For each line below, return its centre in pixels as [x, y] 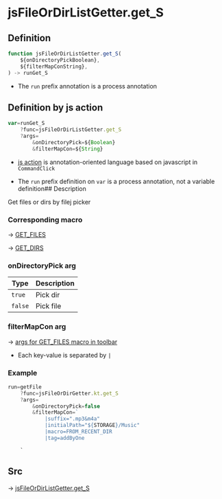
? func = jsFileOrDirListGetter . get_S [71, 130]
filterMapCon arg [37, 327]
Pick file [48, 306]
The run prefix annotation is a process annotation [87, 86]
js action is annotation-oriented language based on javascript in [108, 162]
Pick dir [48, 295]
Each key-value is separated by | [64, 355]
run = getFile [25, 387]
